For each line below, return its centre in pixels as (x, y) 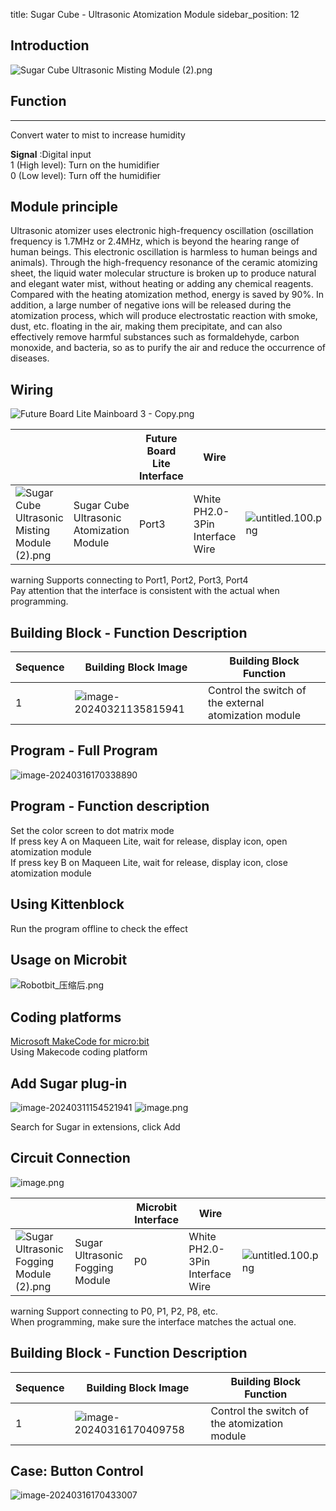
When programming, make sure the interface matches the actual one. (153, 1321)
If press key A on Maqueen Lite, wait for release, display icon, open (149, 841)
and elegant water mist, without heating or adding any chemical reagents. (162, 284)
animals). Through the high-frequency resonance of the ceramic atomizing (164, 263)
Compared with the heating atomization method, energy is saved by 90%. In (167, 295)
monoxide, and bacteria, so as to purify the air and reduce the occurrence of (168, 348)
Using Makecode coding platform (79, 1052)
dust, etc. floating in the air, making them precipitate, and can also (146, 326)
